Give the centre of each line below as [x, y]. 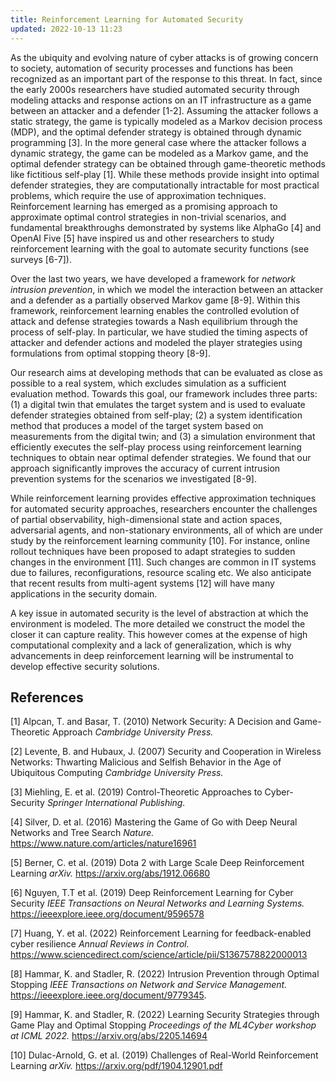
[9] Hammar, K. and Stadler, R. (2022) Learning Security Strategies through [165, 1015]
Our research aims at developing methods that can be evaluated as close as [166, 372]
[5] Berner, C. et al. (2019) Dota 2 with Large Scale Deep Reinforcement [157, 863]
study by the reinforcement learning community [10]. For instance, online [160, 540]
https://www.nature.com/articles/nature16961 [103, 843]
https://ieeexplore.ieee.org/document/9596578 [107, 914]
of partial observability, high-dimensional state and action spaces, [146, 519]
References [47, 697]
